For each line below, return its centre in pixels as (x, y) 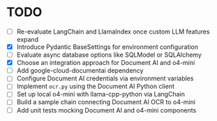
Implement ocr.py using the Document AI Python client (96, 86)
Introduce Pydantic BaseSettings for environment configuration (107, 47)
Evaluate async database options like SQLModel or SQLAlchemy (109, 55)
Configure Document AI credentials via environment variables (105, 78)
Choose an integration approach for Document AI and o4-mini (106, 63)
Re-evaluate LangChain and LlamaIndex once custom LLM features (113, 31)
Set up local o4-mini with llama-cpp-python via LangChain (101, 94)
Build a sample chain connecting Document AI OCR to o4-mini (106, 102)
